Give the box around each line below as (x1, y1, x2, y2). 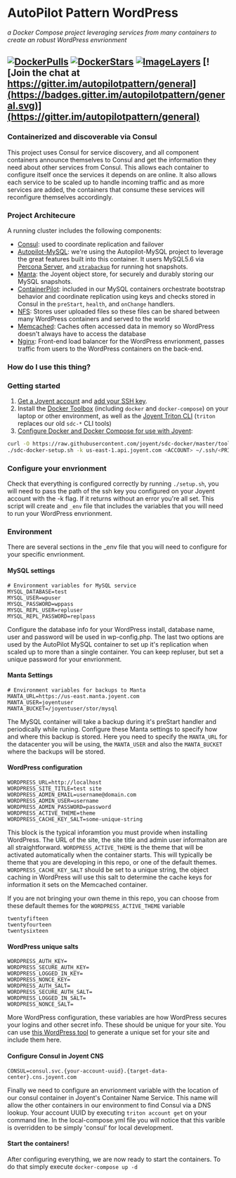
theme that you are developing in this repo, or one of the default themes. (7, 858, 218, 867)
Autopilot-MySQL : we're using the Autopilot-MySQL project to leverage (17, 247, 223, 256)
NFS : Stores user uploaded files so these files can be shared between (17, 307, 220, 316)
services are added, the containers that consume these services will (7, 185, 205, 194)
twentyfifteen (7, 915, 49, 922)
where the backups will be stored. (7, 747, 105, 756)
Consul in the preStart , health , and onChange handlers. (17, 299, 176, 308)
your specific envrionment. (7, 550, 86, 559)
